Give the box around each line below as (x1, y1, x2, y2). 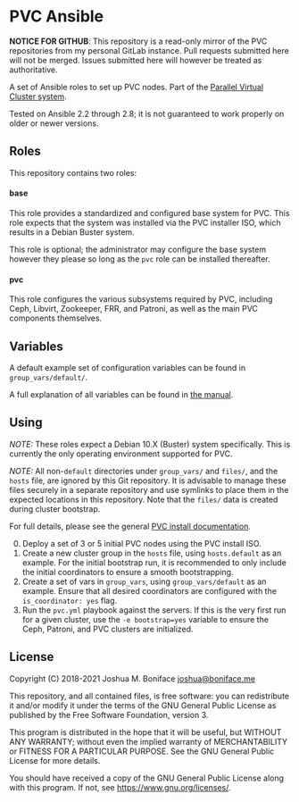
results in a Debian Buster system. (9, 226, 136, 238)
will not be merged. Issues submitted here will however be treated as (9, 54, 262, 65)
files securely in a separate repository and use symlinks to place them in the (9, 484, 289, 495)
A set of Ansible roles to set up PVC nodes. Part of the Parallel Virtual (9, 81, 264, 92)
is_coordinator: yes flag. (21, 595, 118, 606)
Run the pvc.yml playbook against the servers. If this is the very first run (21, 605, 287, 615)
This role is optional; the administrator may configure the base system (9, 244, 267, 255)
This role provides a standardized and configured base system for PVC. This (9, 207, 290, 218)
